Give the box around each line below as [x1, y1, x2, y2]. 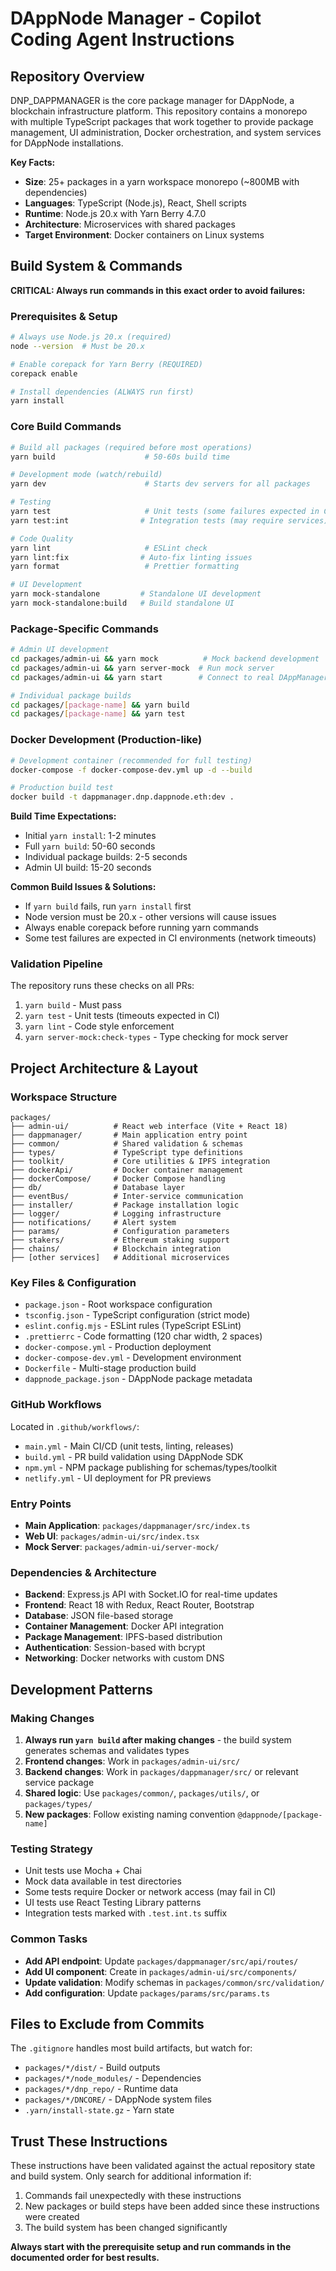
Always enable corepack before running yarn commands [24, 922, 259, 934]
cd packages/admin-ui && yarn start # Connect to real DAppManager [10, 672, 329, 682]
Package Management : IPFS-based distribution [24, 1631, 223, 1643]
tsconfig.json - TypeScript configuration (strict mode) [24, 1309, 251, 1321]
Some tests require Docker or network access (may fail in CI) [24, 1886, 277, 1898]
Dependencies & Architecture [10, 1565, 157, 1579]
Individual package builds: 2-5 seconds [24, 851, 188, 863]
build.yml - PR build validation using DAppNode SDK [24, 1450, 244, 1462]
